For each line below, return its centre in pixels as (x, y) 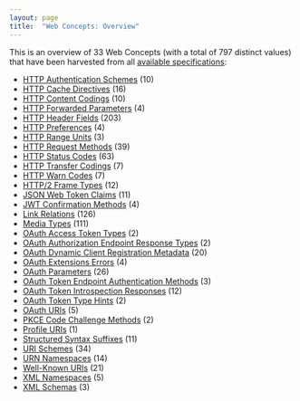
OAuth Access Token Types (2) (81, 233)
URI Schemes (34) (57, 348)
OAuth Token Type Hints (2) (74, 301)
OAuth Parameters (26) (66, 272)
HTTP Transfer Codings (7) (73, 166)
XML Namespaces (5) (63, 377)
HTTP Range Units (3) (63, 137)
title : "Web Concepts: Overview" (75, 26)
